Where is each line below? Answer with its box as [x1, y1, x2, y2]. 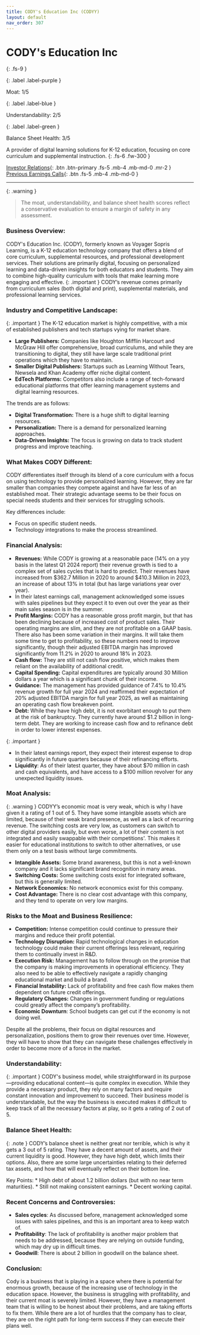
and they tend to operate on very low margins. [14, 896, 129, 904]
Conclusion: [6, 1264, 42, 1272]
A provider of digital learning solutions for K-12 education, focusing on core [6, 146, 190, 153]
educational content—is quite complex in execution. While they [35, 1080, 190, 1087]
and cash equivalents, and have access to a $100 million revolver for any [14, 768, 193, 775]
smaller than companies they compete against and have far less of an [6, 484, 177, 491]
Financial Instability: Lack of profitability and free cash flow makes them [14, 982, 194, 989]
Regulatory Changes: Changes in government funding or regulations [14, 995, 185, 1003]
